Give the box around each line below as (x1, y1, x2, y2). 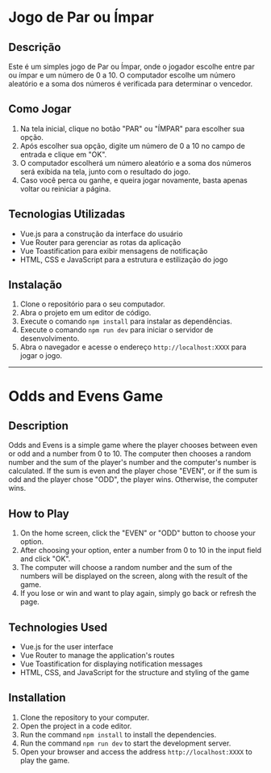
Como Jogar (8, 102, 72, 116)
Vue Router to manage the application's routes (19, 651, 175, 661)
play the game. (19, 755, 70, 765)
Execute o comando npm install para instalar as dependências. (19, 316, 232, 327)
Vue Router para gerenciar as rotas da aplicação (19, 237, 181, 247)
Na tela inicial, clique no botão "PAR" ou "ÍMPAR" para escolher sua (19, 124, 245, 133)
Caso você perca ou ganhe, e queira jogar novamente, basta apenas (19, 175, 248, 185)
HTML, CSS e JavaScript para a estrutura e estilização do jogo (19, 255, 228, 264)
